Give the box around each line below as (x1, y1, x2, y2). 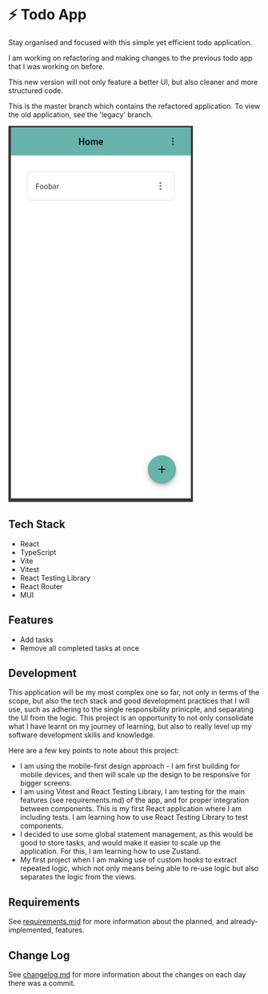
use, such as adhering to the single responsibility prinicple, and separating (8, 704, 254, 714)
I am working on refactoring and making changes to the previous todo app (8, 53, 254, 63)
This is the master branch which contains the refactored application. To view (8, 101, 261, 111)
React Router (19, 582, 63, 591)
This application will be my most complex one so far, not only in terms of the (8, 688, 260, 697)
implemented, (8, 925, 54, 935)
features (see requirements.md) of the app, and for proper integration (19, 795, 250, 805)
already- (230, 917, 258, 927)
